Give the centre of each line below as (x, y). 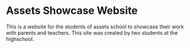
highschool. (20, 39)
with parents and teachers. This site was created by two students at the (92, 32)
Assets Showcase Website (72, 11)
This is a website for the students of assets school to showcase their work (95, 27)
